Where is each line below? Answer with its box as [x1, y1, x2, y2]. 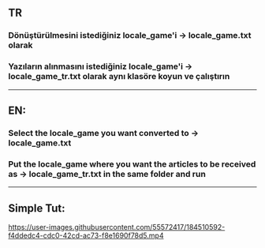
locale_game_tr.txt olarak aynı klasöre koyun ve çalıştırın [8, 71, 230, 82]
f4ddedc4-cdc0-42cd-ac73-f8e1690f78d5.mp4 [8, 231, 164, 240]
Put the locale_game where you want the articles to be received [8, 158, 256, 169]
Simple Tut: [8, 201, 65, 215]
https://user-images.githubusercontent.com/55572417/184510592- [8, 223, 226, 232]
